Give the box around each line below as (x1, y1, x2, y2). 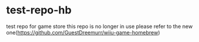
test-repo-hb (6, 3, 72, 17)
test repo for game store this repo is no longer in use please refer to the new (6, 23, 193, 30)
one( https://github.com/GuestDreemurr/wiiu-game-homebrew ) (6, 29, 160, 36)
